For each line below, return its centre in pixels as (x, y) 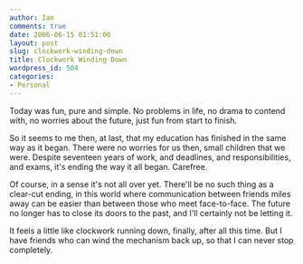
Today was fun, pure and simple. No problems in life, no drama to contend (147, 110)
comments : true (38, 26)
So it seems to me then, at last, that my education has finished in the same (148, 137)
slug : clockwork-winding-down (66, 52)
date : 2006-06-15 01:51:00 (60, 34)
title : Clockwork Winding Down (68, 60)
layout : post (34, 43)
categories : (32, 77)
